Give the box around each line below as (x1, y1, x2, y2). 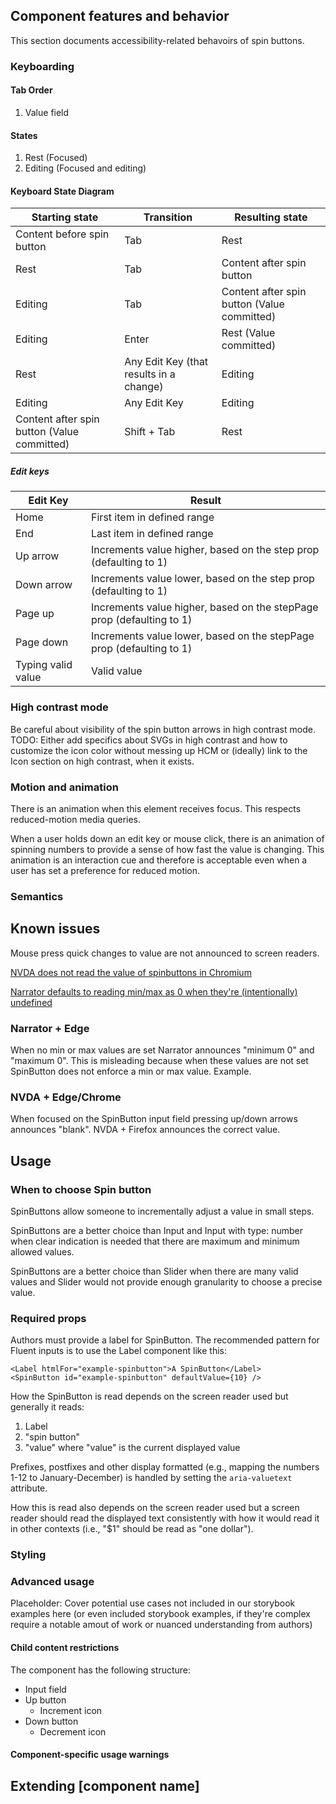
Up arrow (15, 549, 60, 563)
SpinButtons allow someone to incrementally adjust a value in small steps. (10, 1205, 315, 1217)
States (10, 129, 38, 141)
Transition (143, 210, 193, 224)
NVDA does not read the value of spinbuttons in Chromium (10, 966, 252, 978)
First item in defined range (91, 510, 215, 524)
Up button (24, 1694, 67, 1706)
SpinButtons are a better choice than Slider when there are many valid (10, 1265, 299, 1277)
